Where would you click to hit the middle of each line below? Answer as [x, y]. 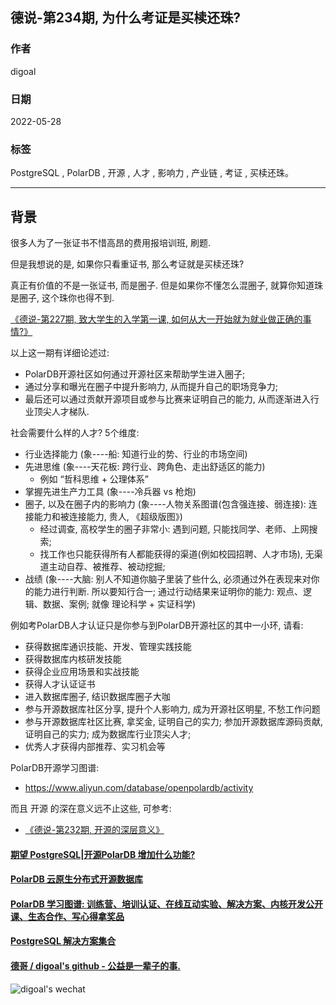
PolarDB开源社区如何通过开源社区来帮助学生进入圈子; [135, 374]
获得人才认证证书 [60, 684]
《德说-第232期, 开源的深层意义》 [94, 830]
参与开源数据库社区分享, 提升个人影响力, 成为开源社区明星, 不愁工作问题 [172, 709]
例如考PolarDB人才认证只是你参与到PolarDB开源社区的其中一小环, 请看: [157, 625]
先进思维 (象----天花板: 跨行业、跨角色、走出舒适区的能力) [145, 467]
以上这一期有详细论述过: [60, 353]
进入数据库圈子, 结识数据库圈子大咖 [97, 697]
